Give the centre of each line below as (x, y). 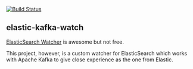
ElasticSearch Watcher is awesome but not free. (65, 42)
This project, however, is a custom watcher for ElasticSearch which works (97, 53)
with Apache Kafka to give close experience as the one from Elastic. (90, 60)
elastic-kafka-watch (45, 27)
